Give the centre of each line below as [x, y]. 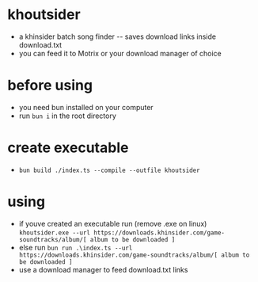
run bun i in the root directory [67, 116]
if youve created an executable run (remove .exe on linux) [113, 223]
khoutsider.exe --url [54, 232]
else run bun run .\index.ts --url [76, 247]
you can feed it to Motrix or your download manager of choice [120, 53]
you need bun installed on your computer [86, 107]
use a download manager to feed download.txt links [103, 269]
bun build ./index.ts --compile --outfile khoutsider [109, 170]
